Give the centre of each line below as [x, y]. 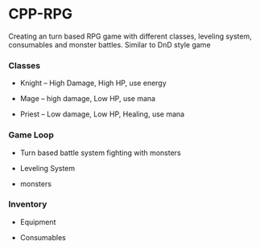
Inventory [28, 204]
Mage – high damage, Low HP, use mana [87, 99]
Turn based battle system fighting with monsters [100, 153]
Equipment [38, 222]
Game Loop [31, 135]
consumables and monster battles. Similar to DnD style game [109, 44]
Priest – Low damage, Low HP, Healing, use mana [102, 114]
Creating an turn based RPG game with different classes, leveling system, [130, 36]
